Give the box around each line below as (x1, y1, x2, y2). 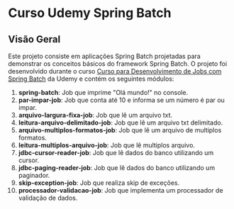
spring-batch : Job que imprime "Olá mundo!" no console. (18, 89, 189, 96)
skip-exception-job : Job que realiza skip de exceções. (18, 179, 180, 187)
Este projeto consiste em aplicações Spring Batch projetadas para (8, 52, 201, 60)
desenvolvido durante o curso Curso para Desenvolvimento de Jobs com (8, 67, 222, 75)
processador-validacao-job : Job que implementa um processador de (18, 186, 223, 194)
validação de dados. (18, 193, 78, 202)
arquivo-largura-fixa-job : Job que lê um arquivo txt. (18, 111, 173, 119)
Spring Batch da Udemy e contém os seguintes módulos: (8, 74, 174, 83)
